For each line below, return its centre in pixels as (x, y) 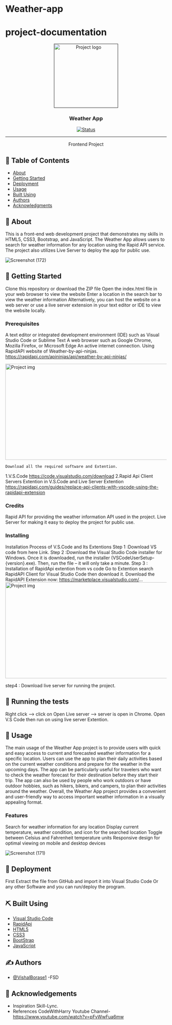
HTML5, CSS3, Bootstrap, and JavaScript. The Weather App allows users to (85, 239)
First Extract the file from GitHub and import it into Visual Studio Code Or (82, 881)
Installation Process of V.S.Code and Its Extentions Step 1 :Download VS (81, 547)
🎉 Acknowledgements (41, 993)
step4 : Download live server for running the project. (61, 685)
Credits (15, 506)
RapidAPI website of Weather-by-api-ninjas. (52, 351)
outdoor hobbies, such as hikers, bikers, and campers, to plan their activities (86, 786)
